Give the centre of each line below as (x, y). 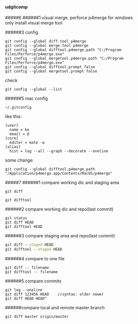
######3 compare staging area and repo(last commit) (60, 236)
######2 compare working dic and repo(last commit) (59, 209)
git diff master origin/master (37, 316)
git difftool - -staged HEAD (34, 250)
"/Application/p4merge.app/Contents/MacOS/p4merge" (59, 174)
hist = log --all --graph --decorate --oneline (59, 151)
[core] (12, 139)
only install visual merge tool (34, 23)
